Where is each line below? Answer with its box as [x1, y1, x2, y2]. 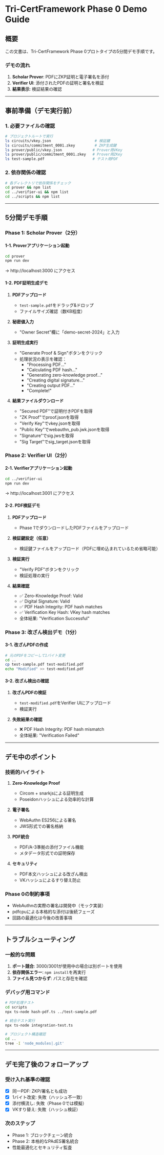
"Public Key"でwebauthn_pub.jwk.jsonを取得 [19, 426, 110, 432]
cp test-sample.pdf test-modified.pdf [5, 662, 84, 667]
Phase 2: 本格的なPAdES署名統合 [12, 1138, 79, 1144]
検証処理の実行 [19, 572, 50, 578]
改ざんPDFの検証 [12, 690, 47, 696]
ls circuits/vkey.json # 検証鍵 [5, 138, 110, 143]
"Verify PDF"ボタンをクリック [19, 566, 80, 572]
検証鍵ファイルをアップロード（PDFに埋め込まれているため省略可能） [19, 545, 161, 552]
